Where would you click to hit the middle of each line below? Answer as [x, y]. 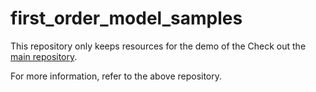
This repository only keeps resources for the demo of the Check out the [158, 46]
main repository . [44, 56]
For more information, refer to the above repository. [116, 76]
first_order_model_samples [126, 18]
